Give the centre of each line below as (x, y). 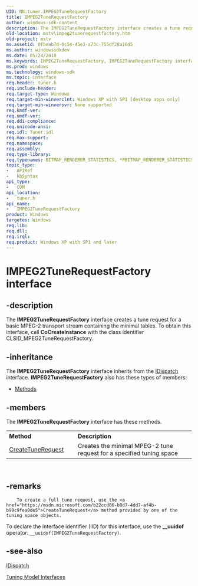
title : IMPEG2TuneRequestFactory (47, 17)
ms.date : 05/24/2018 (32, 55)
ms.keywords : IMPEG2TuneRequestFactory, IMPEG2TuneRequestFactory (89, 61)
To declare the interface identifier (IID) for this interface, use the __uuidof (95, 526)
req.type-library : (29, 154)
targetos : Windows (29, 220)
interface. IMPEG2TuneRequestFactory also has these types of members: (97, 378)
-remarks (24, 487)
